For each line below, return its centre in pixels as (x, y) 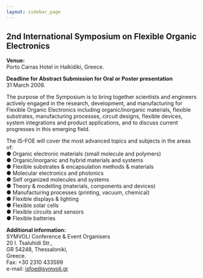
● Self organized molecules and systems (58, 180)
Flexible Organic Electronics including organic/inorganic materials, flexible (98, 110)
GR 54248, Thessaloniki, (37, 249)
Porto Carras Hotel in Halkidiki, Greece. (55, 67)
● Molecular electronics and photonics (55, 173)
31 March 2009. (26, 85)
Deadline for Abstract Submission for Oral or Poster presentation (90, 79)
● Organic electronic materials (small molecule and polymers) (84, 154)
